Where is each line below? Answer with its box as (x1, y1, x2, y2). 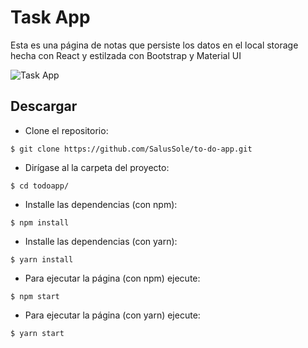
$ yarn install (10, 254, 74, 265)
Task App (10, 6, 91, 29)
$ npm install (10, 217, 70, 228)
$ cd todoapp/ (10, 181, 70, 191)
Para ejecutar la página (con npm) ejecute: (24, 272, 201, 284)
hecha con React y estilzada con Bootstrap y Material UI (10, 49, 242, 61)
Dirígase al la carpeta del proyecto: (24, 161, 170, 173)
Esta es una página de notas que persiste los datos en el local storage (10, 39, 299, 51)
